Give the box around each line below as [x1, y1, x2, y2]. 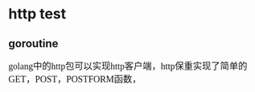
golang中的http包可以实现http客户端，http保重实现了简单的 [8, 61, 248, 72]
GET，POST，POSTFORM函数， [8, 74, 142, 85]
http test [8, 5, 67, 23]
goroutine [8, 37, 59, 50]
